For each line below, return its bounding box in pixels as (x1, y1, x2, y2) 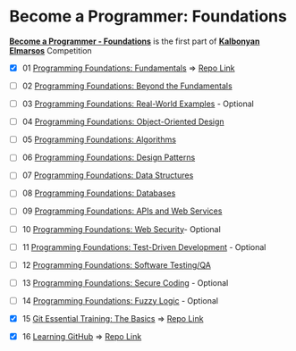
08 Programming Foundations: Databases (21, 188, 176, 198)
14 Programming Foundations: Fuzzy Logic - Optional (21, 295, 219, 305)
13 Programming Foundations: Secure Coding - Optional (21, 277, 229, 288)
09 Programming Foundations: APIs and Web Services (21, 205, 223, 216)
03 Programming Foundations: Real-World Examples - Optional (21, 98, 255, 109)
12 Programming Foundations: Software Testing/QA (21, 259, 212, 270)
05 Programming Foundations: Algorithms (21, 134, 177, 145)
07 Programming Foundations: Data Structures (21, 170, 194, 180)
